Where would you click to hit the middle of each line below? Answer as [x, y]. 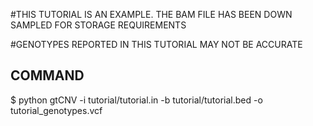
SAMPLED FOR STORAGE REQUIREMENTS [98, 25]
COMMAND [47, 75]
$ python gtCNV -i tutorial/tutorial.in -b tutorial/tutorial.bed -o [136, 100]
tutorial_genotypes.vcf [56, 110]
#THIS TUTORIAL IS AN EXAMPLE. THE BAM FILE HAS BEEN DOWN [151, 14]
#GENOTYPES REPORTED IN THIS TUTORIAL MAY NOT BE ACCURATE [156, 44]
